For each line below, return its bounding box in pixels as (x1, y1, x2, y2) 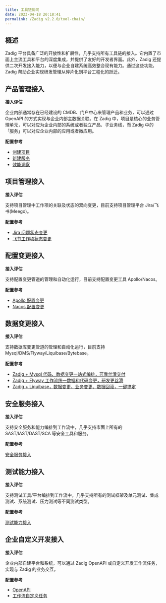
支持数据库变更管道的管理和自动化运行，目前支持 (5, 344, 105, 350)
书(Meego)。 (5, 208, 32, 214)
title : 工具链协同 (5, 7, 40, 12)
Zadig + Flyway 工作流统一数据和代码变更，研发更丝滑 (12, 378, 123, 384)
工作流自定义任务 (12, 593, 48, 599)
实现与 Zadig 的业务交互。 (5, 566, 58, 572)
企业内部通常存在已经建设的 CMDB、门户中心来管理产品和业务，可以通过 (5, 110, 155, 115)
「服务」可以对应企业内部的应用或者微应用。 (5, 128, 97, 134)
